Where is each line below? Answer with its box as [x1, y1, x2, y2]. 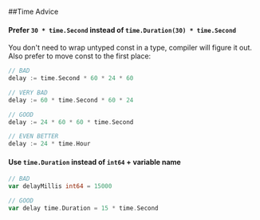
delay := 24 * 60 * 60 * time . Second [8, 118, 134, 126]
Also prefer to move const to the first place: [8, 51, 152, 61]
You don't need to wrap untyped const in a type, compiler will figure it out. [8, 43, 253, 53]
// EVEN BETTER [8, 132, 59, 141]
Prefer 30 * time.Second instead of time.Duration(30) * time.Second [8, 25, 237, 34]
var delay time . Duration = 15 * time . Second [8, 204, 159, 213]
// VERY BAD [8, 88, 48, 97]
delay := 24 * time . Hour [8, 140, 91, 148]
